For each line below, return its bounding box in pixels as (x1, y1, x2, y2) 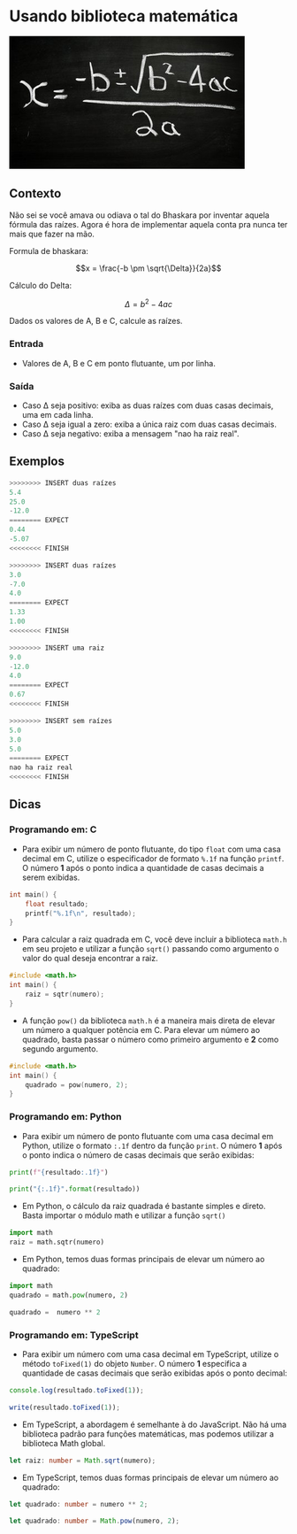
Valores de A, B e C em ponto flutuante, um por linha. (21, 358, 217, 368)
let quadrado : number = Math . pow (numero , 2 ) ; (9, 1516, 180, 1526)
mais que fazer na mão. (9, 228, 95, 239)
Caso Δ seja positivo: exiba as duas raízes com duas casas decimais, (21, 400, 274, 411)
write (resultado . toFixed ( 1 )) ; (9, 1403, 121, 1412)
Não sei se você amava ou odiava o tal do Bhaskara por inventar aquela (9, 210, 270, 220)
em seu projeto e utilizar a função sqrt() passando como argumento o (21, 944, 279, 954)
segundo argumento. (21, 1043, 99, 1054)
